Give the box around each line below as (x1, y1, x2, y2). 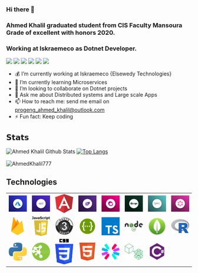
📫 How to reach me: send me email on (14, 98, 110, 105)
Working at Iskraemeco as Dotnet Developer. (6, 44, 137, 52)
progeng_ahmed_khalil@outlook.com (14, 106, 105, 114)
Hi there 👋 (6, 5, 35, 14)
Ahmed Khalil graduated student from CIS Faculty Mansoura (6, 21, 183, 29)
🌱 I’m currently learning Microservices (14, 79, 108, 86)
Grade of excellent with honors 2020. (6, 28, 115, 37)
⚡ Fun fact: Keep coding (14, 113, 74, 120)
